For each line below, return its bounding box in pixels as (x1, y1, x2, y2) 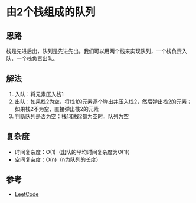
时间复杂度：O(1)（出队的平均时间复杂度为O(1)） (14, 148, 133, 155)
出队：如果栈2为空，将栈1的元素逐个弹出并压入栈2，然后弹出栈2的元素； (14, 98, 192, 105)
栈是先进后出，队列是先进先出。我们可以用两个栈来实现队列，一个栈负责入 (6, 48, 187, 54)
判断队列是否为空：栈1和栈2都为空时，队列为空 (14, 113, 129, 120)
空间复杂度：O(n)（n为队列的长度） (14, 156, 102, 163)
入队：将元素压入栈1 (14, 90, 64, 97)
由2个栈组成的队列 (6, 5, 96, 19)
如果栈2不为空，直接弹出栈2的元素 (14, 105, 99, 112)
